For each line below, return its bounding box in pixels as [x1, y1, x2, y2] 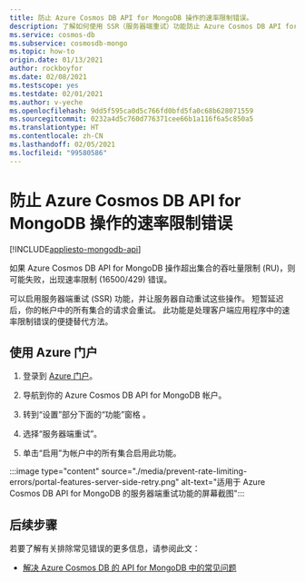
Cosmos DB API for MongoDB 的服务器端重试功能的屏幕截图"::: [9, 488, 245, 499]
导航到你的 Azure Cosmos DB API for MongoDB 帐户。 [22, 390, 227, 400]
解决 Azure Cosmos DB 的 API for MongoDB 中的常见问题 [22, 562, 237, 573]
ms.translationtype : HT [9, 123, 100, 133]
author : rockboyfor [9, 64, 84, 74]
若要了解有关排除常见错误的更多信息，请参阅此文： [9, 543, 201, 554]
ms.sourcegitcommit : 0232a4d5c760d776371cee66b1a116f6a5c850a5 [9, 114, 254, 123]
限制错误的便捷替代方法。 [16, 315, 113, 327]
